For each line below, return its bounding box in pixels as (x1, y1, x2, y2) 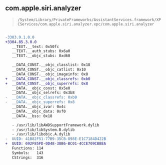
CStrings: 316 (11, 155, 43, 160)
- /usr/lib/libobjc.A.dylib (11, 132, 70, 137)
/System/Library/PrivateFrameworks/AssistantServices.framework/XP (17, 17, 161, 22)
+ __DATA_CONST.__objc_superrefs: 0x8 (5, 81, 88, 86)
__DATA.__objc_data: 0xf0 (11, 108, 66, 114)
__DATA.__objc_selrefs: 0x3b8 (11, 90, 75, 95)
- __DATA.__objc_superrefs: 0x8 (5, 99, 75, 104)
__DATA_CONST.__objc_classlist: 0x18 (11, 62, 91, 67)
